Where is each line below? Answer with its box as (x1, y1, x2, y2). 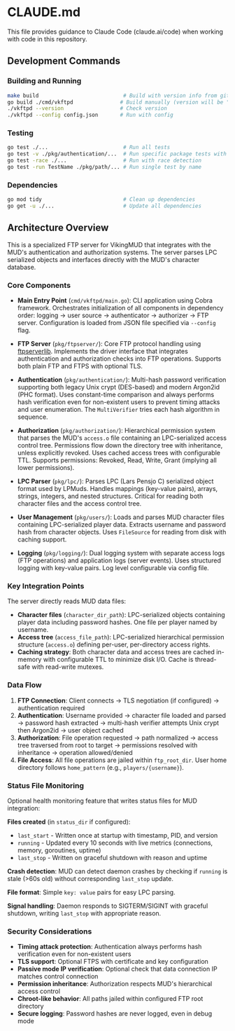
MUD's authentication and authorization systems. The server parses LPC (7, 248, 218, 256)
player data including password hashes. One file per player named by (17, 618, 218, 627)
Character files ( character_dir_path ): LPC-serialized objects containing (17, 611, 225, 619)
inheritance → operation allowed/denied (17, 748, 133, 756)
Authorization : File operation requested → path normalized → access (17, 733, 219, 742)
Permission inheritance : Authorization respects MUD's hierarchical (17, 980, 213, 988)
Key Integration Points (7, 581, 85, 590)
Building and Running (7, 76, 82, 86)
